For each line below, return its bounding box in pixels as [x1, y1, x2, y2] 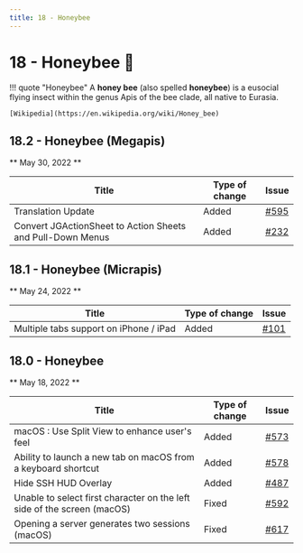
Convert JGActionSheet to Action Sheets [14, 220, 187, 233]
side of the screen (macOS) [14, 502, 131, 515]
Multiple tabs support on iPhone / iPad [14, 322, 176, 335]
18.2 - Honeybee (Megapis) [9, 133, 166, 149]
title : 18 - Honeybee [9, 13, 91, 23]
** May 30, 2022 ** [9, 157, 82, 168]
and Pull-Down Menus [14, 231, 110, 244]
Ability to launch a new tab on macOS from [14, 451, 196, 463]
